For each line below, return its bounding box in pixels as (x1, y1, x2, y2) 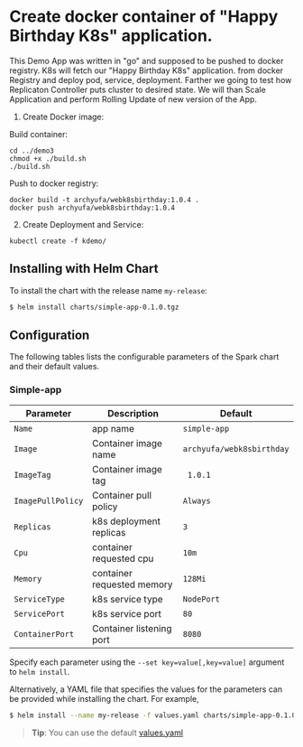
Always (182, 495, 211, 506)
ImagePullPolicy (14, 495, 84, 506)
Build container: (9, 128, 69, 139)
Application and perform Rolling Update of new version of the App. (9, 93, 257, 105)
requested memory (91, 578, 173, 591)
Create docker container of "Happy (9, 6, 279, 27)
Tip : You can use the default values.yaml (31, 727, 183, 738)
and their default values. (9, 361, 100, 372)
